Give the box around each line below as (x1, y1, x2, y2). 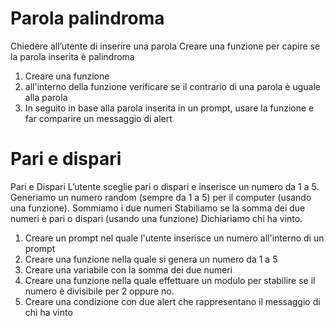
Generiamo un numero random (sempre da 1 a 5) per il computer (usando (10, 191, 312, 203)
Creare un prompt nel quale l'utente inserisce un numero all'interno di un (24, 232, 325, 244)
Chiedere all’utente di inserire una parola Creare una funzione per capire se (10, 40, 321, 52)
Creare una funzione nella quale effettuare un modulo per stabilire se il (24, 274, 316, 286)
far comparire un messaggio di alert (24, 112, 173, 124)
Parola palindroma (10, 7, 165, 30)
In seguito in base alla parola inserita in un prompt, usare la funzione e (24, 102, 315, 114)
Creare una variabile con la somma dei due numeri (24, 263, 233, 276)
